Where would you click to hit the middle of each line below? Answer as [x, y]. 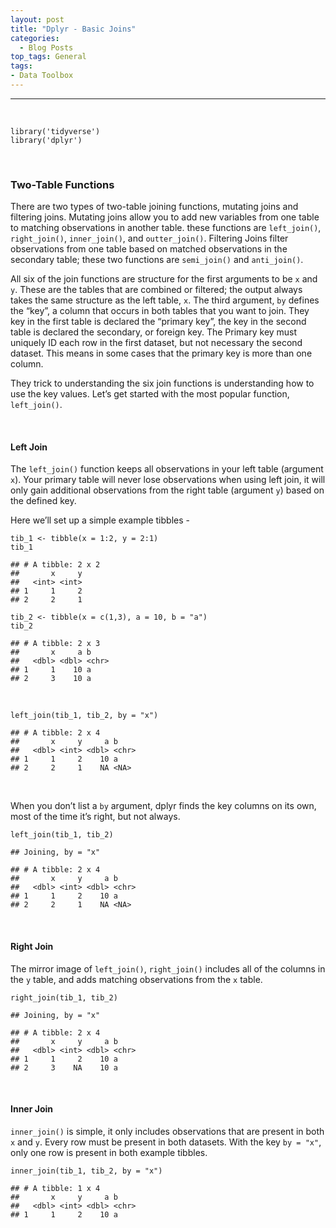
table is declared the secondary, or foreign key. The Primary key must [154, 332]
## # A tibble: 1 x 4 [55, 1188]
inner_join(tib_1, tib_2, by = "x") [86, 1171]
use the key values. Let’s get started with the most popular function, [150, 394]
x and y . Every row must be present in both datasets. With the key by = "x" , [166, 1142]
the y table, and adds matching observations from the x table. [136, 979]
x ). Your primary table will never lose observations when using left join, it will [168, 480]
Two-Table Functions [62, 184]
